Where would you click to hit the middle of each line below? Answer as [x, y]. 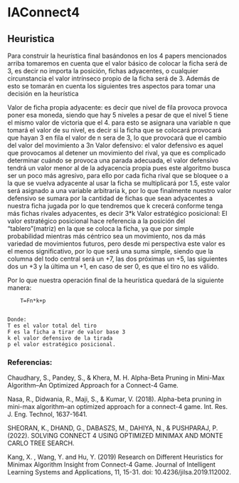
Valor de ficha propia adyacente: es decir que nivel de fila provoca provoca [117, 107]
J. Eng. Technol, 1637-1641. [47, 415]
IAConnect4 [44, 12]
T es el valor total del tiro [52, 326]
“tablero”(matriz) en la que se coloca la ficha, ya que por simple [101, 228]
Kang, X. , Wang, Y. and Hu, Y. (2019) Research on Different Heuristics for [115, 457]
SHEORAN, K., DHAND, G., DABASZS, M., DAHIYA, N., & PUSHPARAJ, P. [113, 428]
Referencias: [30, 362]
